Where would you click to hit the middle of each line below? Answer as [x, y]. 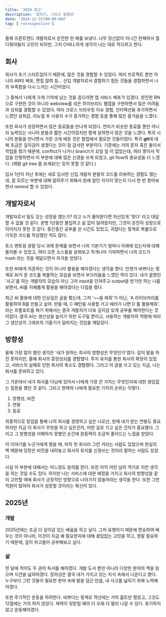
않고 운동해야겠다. [23, 610]
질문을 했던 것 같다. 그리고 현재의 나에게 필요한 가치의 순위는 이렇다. [76, 388]
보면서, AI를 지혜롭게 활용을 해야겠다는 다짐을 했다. [54, 287]
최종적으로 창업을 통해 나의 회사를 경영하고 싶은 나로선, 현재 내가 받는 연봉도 [79, 421]
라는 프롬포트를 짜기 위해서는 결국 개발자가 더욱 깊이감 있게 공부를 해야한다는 [79, 310]
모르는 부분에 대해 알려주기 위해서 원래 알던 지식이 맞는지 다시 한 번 [81, 180]
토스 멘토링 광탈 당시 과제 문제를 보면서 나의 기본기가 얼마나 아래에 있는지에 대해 [83, 245]
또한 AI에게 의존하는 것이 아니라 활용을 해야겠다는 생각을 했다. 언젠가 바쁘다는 [80, 269]
